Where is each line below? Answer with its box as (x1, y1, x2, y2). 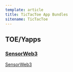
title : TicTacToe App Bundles (5, 12, 68, 17)
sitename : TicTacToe (5, 16, 48, 21)
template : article (5, 7, 43, 12)
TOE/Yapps (5, 35, 41, 43)
